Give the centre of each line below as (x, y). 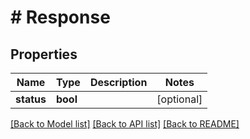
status (31, 99)
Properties (44, 54)
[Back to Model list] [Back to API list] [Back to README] (125, 124)
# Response (60, 17)
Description (118, 82)
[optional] (179, 99)
